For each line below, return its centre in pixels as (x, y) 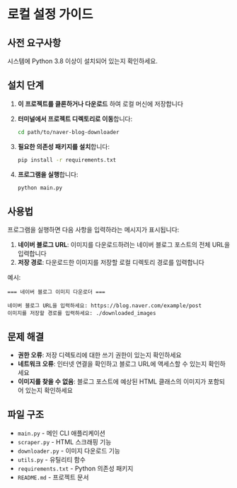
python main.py (40, 188)
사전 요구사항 (34, 43)
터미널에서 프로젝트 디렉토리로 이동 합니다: (75, 119)
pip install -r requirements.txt (67, 160)
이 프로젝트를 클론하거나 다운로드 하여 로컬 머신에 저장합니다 (100, 104)
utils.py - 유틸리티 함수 (52, 459)
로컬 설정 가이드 (50, 14)
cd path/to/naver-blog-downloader (68, 132)
